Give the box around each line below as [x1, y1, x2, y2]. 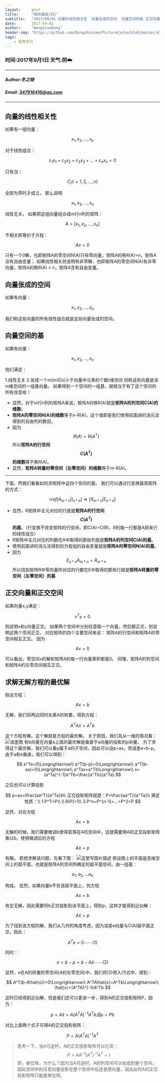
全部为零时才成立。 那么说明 [5, 190, 62, 196]
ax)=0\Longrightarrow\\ [25, 766, 73, 772]
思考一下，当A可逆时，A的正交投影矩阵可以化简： [17, 1043, 118, 1049]
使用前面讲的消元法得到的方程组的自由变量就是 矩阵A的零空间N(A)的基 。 [12, 543, 159, 549]
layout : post [5, 7, 41, 12]
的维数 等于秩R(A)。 [12, 459, 52, 465]
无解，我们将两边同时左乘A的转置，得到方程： [5, 712, 99, 718]
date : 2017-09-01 [5, 21, 54, 26]
